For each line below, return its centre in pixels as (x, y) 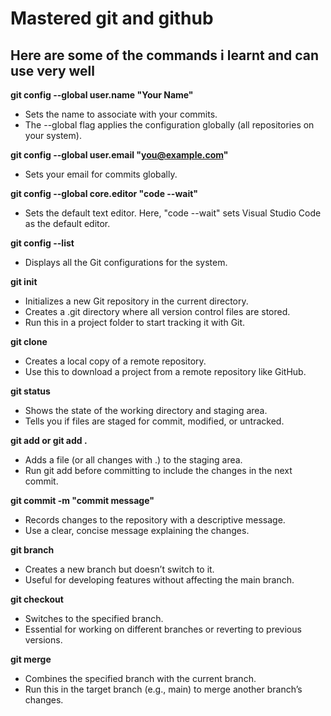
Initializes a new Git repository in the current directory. (136, 301)
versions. (43, 640)
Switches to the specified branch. (94, 618)
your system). (53, 135)
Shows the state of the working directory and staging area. (146, 410)
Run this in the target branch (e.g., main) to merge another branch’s (163, 689)
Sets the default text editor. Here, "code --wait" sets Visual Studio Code (173, 213)
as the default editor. (67, 223)
